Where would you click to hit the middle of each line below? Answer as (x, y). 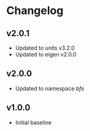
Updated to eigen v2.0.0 (46, 54)
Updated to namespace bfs (50, 88)
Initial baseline (33, 122)
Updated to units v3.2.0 (45, 48)
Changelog (35, 11)
